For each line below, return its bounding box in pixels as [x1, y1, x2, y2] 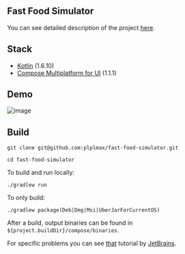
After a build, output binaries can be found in [7, 218, 133, 227]
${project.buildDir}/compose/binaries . [7, 226, 119, 234]
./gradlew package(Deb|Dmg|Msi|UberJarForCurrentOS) [7, 207, 160, 214]
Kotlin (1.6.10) [16, 61, 55, 70]
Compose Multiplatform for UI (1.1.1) [16, 68, 117, 77]
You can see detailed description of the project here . [7, 23, 155, 31]
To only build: [7, 194, 46, 202]
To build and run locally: [7, 169, 75, 177]
